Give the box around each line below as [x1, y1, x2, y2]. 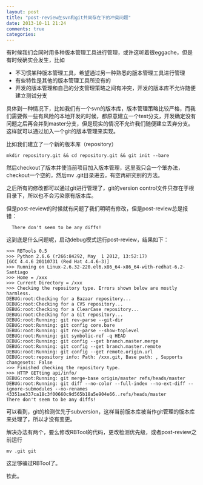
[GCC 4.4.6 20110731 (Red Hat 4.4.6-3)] [6, 259, 110, 265]
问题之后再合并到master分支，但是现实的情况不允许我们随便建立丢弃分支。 [6, 120, 194, 127]
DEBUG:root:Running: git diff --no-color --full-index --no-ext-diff [6, 381, 186, 387]
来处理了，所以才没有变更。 [6, 416, 76, 423]
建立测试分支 [15, 92, 47, 99]
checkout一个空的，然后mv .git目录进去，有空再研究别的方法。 [6, 172, 164, 179]
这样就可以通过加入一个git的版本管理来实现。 [6, 128, 119, 135]
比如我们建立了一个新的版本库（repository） [6, 141, 117, 148]
